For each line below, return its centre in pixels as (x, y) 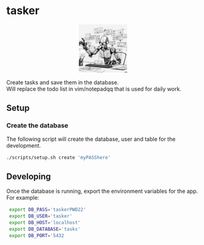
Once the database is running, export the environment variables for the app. (102, 191)
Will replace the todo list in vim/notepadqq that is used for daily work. (94, 89)
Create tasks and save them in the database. (63, 82)
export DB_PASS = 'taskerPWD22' (47, 210)
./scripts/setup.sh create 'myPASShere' (59, 157)
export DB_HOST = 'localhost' (45, 223)
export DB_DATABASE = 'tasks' (45, 229)
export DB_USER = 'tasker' (40, 216)
